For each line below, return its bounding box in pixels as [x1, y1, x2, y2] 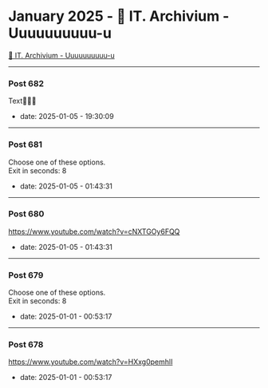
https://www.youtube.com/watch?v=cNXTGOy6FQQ [8, 227, 180, 236]
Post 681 [8, 139, 42, 150]
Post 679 [8, 269, 44, 280]
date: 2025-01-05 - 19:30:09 [19, 112, 114, 121]
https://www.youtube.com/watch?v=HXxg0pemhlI [8, 357, 173, 366]
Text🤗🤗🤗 [8, 96, 37, 106]
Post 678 [8, 339, 44, 350]
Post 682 [8, 77, 45, 89]
